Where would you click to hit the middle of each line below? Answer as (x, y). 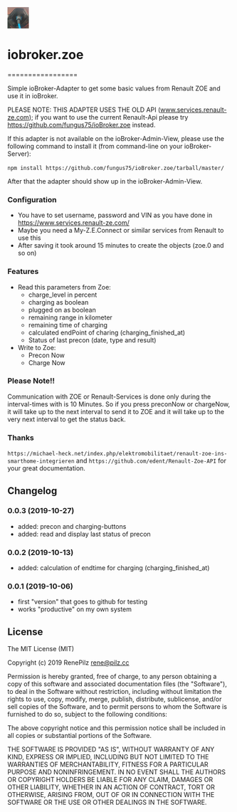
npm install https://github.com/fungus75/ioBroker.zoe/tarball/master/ (116, 168)
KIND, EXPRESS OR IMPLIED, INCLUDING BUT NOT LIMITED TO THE (108, 757)
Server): (19, 154)
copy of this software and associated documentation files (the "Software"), (117, 684)
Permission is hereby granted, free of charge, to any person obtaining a (112, 677)
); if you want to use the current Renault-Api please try (109, 117)
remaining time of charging (68, 325)
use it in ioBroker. (33, 95)
